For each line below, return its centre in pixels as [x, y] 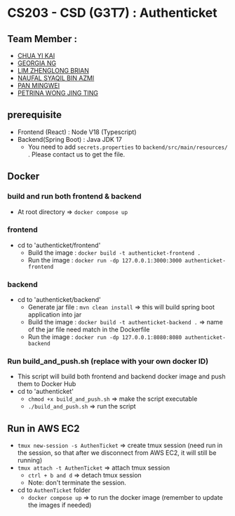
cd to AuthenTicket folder [54, 490]
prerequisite [34, 115]
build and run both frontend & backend [74, 197]
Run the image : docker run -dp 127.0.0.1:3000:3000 [105, 260]
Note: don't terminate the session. [77, 483]
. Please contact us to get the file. [76, 154]
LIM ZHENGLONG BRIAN [53, 71]
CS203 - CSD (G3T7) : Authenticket [112, 13]
